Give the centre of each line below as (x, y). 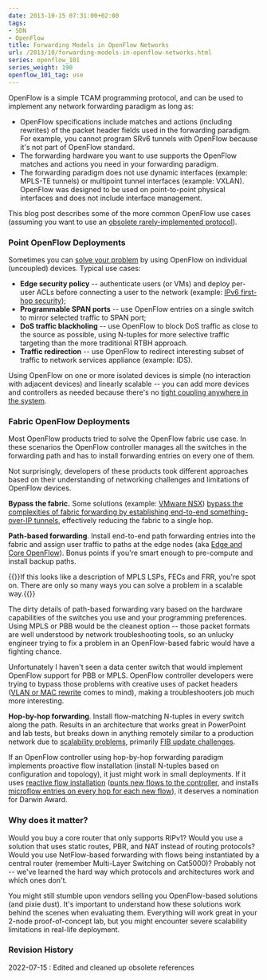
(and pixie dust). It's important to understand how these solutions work (125, 904)
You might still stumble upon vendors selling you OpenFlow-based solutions (133, 895)
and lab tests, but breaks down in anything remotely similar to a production (131, 734)
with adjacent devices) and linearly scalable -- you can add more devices (129, 384)
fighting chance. (35, 651)
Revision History (41, 950)
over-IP (20, 521)
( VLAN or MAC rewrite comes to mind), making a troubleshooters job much (132, 693)
